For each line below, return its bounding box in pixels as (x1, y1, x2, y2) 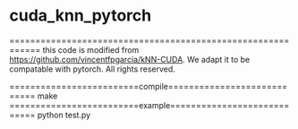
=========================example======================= (9, 99, 290, 110)
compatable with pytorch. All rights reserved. (9, 64, 176, 74)
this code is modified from (42, 44, 140, 55)
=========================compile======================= (9, 81, 288, 91)
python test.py (37, 109, 91, 120)
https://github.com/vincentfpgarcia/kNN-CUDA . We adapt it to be (9, 54, 251, 64)
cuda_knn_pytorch (9, 5, 152, 26)
